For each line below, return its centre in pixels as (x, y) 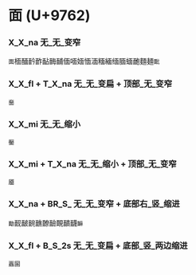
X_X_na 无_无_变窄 (45, 42)
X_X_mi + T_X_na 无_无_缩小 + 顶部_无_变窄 (92, 164)
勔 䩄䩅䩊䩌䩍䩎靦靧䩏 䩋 (46, 222)
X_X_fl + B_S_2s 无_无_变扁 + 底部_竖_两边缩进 (98, 246)
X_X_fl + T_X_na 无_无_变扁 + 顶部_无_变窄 (90, 84)
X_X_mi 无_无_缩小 (45, 124)
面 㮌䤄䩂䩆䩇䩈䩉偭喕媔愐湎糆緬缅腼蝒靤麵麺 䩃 (84, 61)
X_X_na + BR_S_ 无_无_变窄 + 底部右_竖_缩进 (94, 204)
